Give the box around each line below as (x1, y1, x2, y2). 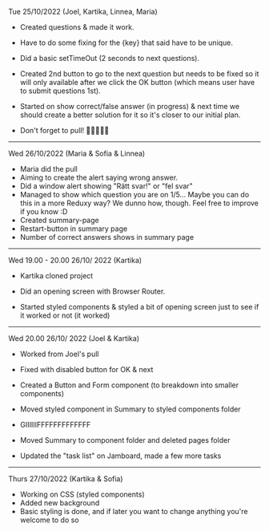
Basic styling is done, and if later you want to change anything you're (19, 507, 248, 516)
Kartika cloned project (19, 271, 94, 280)
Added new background (19, 498, 100, 508)
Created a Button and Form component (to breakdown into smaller (19, 380, 239, 390)
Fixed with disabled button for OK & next (19, 365, 154, 374)
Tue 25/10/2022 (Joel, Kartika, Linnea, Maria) (8, 7, 158, 16)
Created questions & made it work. (19, 22, 134, 31)
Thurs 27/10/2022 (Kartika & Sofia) (8, 474, 123, 484)
